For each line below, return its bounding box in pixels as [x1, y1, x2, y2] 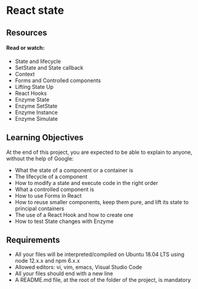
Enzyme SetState [14, 102, 58, 109]
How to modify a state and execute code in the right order [14, 179, 158, 186]
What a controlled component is [14, 186, 94, 193]
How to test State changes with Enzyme [14, 218, 114, 225]
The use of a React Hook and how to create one [14, 211, 134, 218]
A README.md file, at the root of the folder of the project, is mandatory [14, 276, 191, 284]
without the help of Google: [6, 154, 74, 162]
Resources [6, 28, 47, 38]
